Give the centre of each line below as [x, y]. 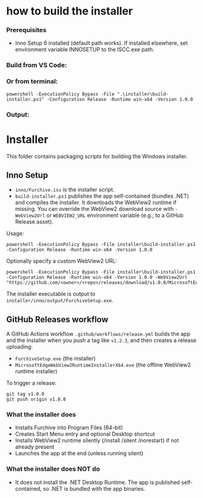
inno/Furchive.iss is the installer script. [65, 190]
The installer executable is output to [51, 294]
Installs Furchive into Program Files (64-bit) [69, 428]
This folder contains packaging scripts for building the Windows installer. [97, 156]
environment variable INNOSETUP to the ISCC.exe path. [85, 50]
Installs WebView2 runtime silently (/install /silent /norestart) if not [97, 441]
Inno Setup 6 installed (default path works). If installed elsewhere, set [101, 43]
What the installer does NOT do [53, 469]
